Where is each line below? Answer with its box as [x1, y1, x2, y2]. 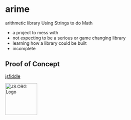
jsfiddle [5, 73, 21, 79]
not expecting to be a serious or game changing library [12, 35, 126, 41]
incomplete [12, 45, 36, 51]
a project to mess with [12, 29, 58, 35]
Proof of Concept [5, 60, 60, 68]
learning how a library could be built [12, 40, 87, 46]
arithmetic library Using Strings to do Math [5, 20, 93, 26]
